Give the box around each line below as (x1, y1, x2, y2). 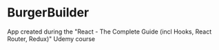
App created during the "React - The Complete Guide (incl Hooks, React (7, 27, 212, 36)
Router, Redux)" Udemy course (7, 34, 95, 42)
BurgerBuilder (7, 5, 90, 21)
